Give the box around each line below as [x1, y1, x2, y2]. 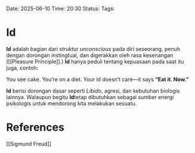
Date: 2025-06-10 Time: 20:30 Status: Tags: [6, 5, 115, 12]
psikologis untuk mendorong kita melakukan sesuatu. [6, 100, 137, 107]
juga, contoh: [6, 64, 39, 71]
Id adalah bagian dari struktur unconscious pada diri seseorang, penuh [6, 45, 181, 52]
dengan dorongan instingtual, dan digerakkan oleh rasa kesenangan [6, 52, 174, 59]
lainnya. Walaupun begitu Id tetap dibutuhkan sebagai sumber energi [6, 93, 174, 100]
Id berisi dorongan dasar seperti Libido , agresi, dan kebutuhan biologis [6, 87, 180, 94]
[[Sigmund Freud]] [6, 140, 52, 147]
